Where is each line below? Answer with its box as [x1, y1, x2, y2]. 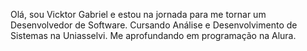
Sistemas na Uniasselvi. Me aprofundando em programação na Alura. [10, 30, 297, 41]
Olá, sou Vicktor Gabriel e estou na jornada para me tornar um [10, 9, 267, 20]
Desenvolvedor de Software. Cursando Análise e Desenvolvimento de [10, 19, 298, 31]
